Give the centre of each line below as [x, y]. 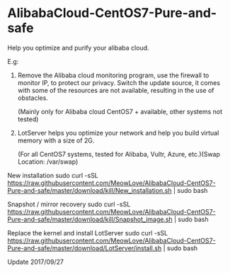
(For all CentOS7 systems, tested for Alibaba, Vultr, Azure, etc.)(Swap [119, 154]
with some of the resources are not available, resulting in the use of [116, 90]
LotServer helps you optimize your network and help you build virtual [118, 133]
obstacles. [33, 98]
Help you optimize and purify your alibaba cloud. [79, 48]
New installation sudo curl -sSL [53, 175]
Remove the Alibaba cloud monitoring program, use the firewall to [113, 75]
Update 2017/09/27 [36, 262]
